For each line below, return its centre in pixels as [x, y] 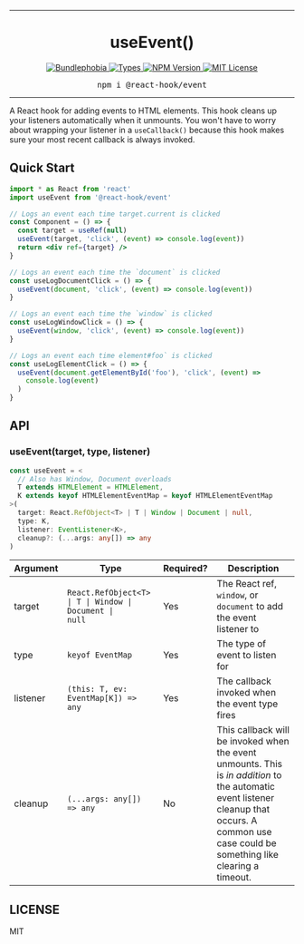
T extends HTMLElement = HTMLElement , [91, 487]
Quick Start [42, 168]
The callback [244, 681]
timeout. [234, 878]
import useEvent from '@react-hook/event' [90, 197]
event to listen [247, 656]
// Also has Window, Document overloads [95, 479]
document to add [250, 607]
